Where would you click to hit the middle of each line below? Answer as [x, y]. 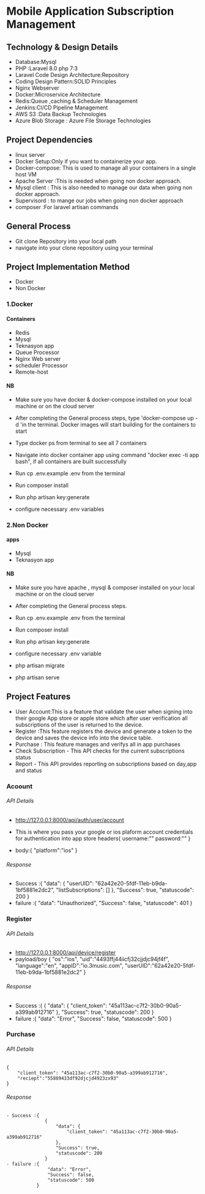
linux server [30, 154]
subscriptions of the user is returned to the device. [79, 724]
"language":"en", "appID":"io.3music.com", [69, 966]
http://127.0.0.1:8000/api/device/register [65, 953]
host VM [26, 174]
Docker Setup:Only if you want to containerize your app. [86, 161]
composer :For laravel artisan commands [67, 207]
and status [28, 770]
